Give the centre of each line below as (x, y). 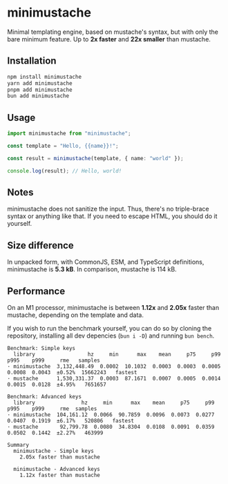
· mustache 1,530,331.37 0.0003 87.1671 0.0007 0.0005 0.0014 (114, 378)
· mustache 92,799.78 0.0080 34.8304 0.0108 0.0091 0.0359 (111, 427)
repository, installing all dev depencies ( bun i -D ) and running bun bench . (111, 336)
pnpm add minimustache (40, 90)
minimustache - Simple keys (54, 451)
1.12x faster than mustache (60, 475)
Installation (32, 61)
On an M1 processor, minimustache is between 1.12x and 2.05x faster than (113, 308)
